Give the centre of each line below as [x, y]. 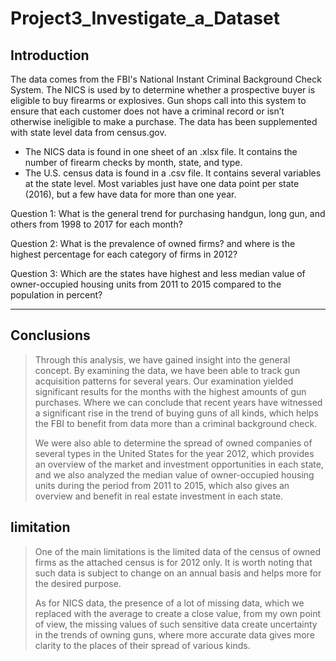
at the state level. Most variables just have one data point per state [162, 183]
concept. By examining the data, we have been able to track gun [167, 370]
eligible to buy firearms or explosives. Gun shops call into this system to [158, 100]
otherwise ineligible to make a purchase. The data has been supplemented [164, 121]
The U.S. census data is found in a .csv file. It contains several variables [173, 173]
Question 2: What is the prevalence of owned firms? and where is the [153, 243]
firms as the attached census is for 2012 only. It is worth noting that [173, 562]
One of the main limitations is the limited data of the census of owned [178, 551]
